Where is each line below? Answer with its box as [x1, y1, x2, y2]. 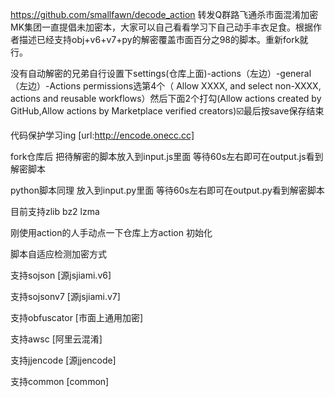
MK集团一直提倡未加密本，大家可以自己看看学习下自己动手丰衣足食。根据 [10, 21, 314, 33]
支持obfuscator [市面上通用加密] [10, 312, 144, 323]
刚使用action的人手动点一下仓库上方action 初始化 [10, 227, 213, 238]
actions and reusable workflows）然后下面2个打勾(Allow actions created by [10, 93, 322, 104]
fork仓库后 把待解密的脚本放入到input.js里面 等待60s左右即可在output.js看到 [10, 151, 324, 162]
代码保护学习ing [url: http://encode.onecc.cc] [10, 129, 195, 141]
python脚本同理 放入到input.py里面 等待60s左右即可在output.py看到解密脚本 [10, 184, 325, 196]
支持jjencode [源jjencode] [10, 354, 117, 366]
